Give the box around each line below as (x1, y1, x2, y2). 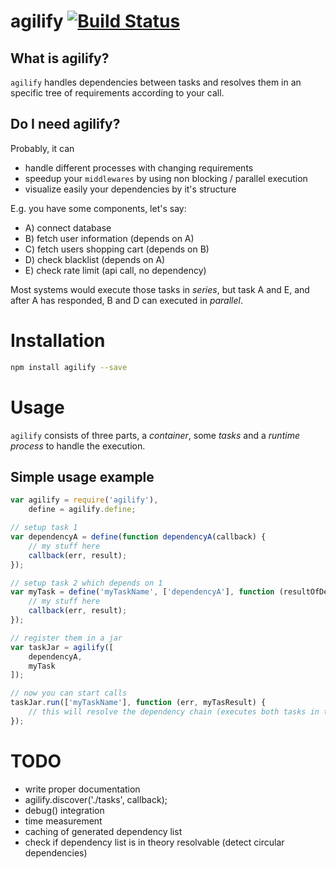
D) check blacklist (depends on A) (24, 253, 166, 265)
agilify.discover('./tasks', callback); (24, 793, 168, 805)
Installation (10, 330, 106, 352)
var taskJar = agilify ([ (10, 642, 114, 652)
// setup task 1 (10, 523, 78, 533)
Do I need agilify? (10, 116, 121, 133)
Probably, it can (10, 142, 75, 154)
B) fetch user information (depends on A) (24, 232, 195, 244)
